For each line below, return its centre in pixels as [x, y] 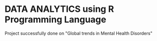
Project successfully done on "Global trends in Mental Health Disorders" [78, 33]
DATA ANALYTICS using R [59, 9]
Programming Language [55, 20]
